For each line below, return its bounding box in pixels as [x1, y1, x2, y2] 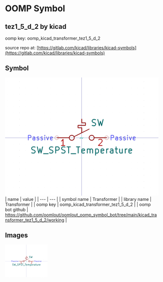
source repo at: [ [5, 45, 38, 50]
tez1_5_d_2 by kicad [5, 22, 67, 31]
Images [5, 231, 28, 239]
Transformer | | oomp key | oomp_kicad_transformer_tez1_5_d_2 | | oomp [5, 201, 151, 208]
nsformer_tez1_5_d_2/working [5, 217, 65, 223]
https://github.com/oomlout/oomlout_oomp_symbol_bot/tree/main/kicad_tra [5, 212, 157, 218]
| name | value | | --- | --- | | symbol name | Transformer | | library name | [5, 196, 152, 202]
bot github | [5, 207, 28, 213]
